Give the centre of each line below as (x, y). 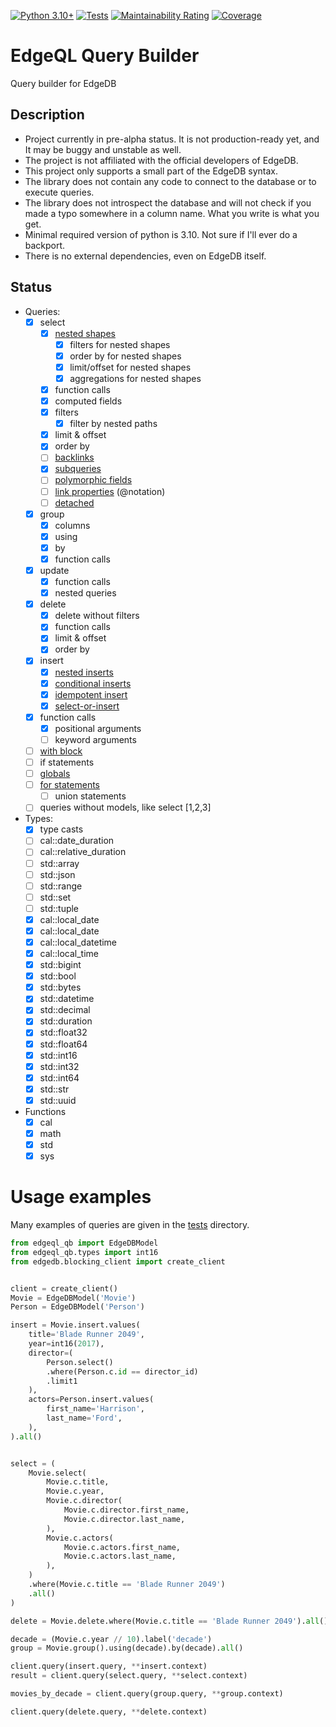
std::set (55, 897)
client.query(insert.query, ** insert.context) (109, 1666)
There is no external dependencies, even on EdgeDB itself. (145, 256)
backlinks (74, 457)
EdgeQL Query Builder (105, 56)
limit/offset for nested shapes (130, 367)
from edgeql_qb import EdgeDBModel (84, 1243)
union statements (90, 796)
